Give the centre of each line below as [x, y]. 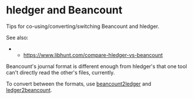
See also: [17, 37]
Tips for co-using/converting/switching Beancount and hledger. [83, 26]
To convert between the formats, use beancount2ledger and [79, 84]
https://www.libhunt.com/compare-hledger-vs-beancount [93, 55]
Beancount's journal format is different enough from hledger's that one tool [96, 66]
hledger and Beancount [64, 10]
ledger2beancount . [29, 90]
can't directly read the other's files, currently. [61, 72]
